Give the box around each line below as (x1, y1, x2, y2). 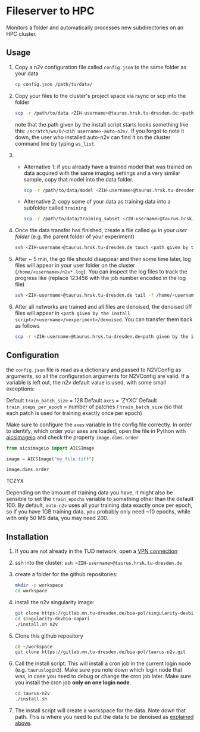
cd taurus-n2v (14, 691, 50, 697)
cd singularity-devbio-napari (14, 616, 90, 622)
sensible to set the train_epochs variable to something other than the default (6, 496, 194, 503)
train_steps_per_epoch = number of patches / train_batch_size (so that (6, 403, 183, 410)
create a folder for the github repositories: (14, 571, 118, 578)
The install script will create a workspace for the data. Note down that (14, 707, 186, 714)
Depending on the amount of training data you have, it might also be (6, 489, 173, 496)
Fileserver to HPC (6, 4, 95, 18)
